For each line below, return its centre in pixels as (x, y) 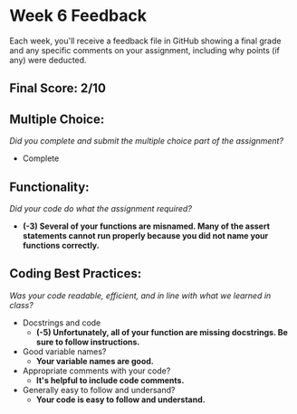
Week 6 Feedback (78, 16)
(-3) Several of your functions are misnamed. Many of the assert (146, 226)
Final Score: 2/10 (58, 88)
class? (21, 305)
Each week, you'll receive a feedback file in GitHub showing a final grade (145, 41)
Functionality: (49, 187)
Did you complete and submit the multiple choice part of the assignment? (146, 141)
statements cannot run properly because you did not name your (145, 235)
